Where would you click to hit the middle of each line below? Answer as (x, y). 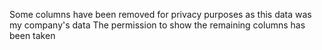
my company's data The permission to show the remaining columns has (157, 25)
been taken (32, 35)
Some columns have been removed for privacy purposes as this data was (160, 14)
